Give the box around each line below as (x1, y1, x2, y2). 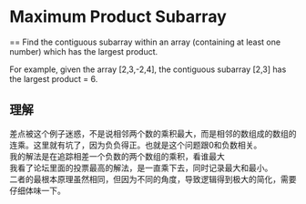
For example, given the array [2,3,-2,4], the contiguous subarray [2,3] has (9, 64, 287, 75)
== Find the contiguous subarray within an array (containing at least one (9, 36, 280, 47)
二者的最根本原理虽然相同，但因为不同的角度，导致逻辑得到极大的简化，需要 (9, 173, 297, 184)
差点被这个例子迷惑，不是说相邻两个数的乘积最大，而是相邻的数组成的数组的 (9, 127, 297, 138)
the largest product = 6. (9, 73, 98, 84)
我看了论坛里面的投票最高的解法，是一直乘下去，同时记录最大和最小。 (9, 162, 273, 173)
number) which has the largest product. (9, 46, 158, 56)
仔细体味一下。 (9, 185, 66, 196)
